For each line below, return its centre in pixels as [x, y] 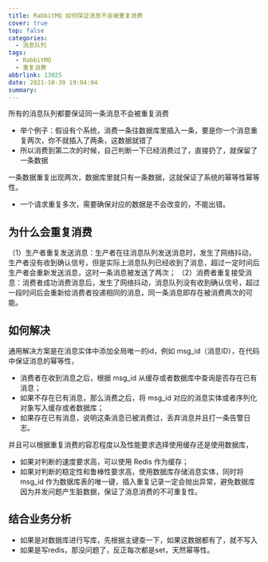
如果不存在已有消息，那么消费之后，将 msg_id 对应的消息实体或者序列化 [138, 398]
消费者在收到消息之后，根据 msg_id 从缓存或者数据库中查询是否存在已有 [138, 378]
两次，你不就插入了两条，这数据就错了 [90, 140]
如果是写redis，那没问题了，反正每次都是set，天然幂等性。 [117, 550]
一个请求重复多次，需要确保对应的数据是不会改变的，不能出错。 [124, 204]
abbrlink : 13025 [35, 75]
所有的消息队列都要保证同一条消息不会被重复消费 [89, 113]
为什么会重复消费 [50, 232]
